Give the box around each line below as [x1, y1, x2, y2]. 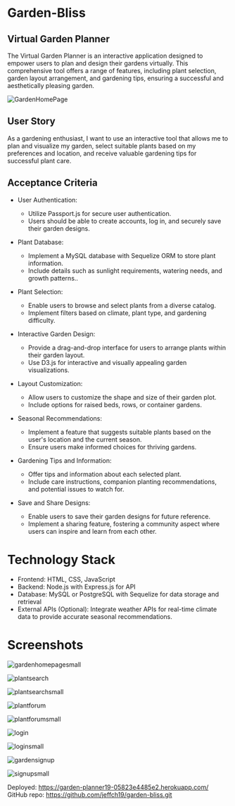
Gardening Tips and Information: [17, 456, 112, 465]
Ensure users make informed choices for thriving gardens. [27, 442, 197, 451]
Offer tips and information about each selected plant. [27, 470, 182, 478]
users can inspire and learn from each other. [27, 527, 157, 535]
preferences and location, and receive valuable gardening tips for [7, 149, 197, 158]
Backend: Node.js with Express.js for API [17, 582, 136, 591]
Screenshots [7, 637, 84, 653]
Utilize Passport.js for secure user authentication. [27, 209, 172, 217]
